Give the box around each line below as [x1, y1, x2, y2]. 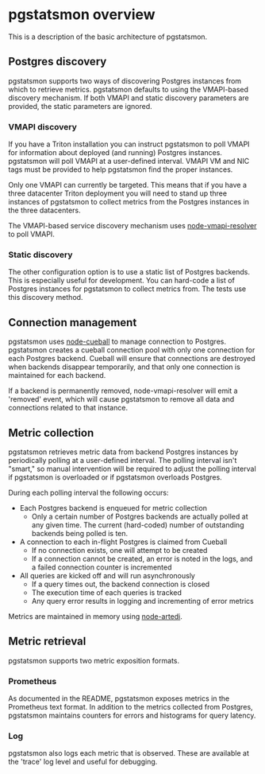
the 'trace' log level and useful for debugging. [8, 757, 158, 767]
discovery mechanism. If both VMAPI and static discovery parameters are [8, 93, 249, 103]
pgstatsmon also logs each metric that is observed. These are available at [8, 749, 250, 758]
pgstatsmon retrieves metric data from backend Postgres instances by [8, 447, 239, 457]
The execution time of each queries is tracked [31, 587, 182, 597]
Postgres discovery [8, 55, 107, 68]
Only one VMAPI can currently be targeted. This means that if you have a [8, 181, 248, 190]
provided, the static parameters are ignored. [8, 101, 152, 111]
